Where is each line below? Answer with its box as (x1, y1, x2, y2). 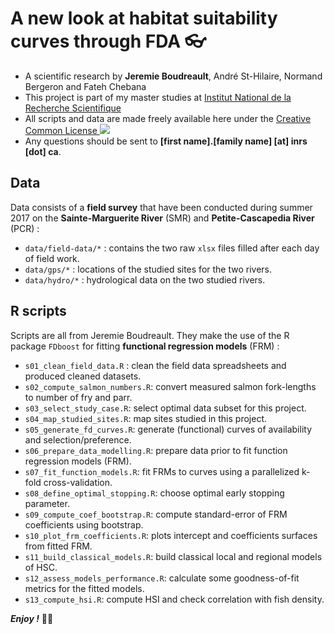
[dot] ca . (24, 145, 62, 157)
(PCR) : (10, 222, 40, 234)
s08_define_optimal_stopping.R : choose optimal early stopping (24, 487, 285, 499)
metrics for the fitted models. (24, 582, 145, 594)
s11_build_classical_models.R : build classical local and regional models (24, 550, 323, 562)
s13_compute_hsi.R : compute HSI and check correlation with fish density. (24, 593, 325, 605)
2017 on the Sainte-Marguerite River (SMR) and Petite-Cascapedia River (10, 212, 315, 224)
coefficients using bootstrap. (24, 518, 144, 531)
